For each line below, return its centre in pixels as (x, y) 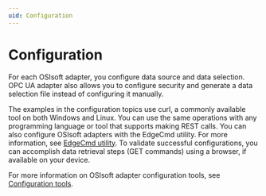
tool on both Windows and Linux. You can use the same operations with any (133, 117)
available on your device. (49, 159)
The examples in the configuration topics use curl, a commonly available (127, 109)
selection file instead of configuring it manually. (86, 94)
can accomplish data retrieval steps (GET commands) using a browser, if (127, 151)
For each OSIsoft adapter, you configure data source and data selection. (127, 77)
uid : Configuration (41, 15)
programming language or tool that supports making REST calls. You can (127, 126)
